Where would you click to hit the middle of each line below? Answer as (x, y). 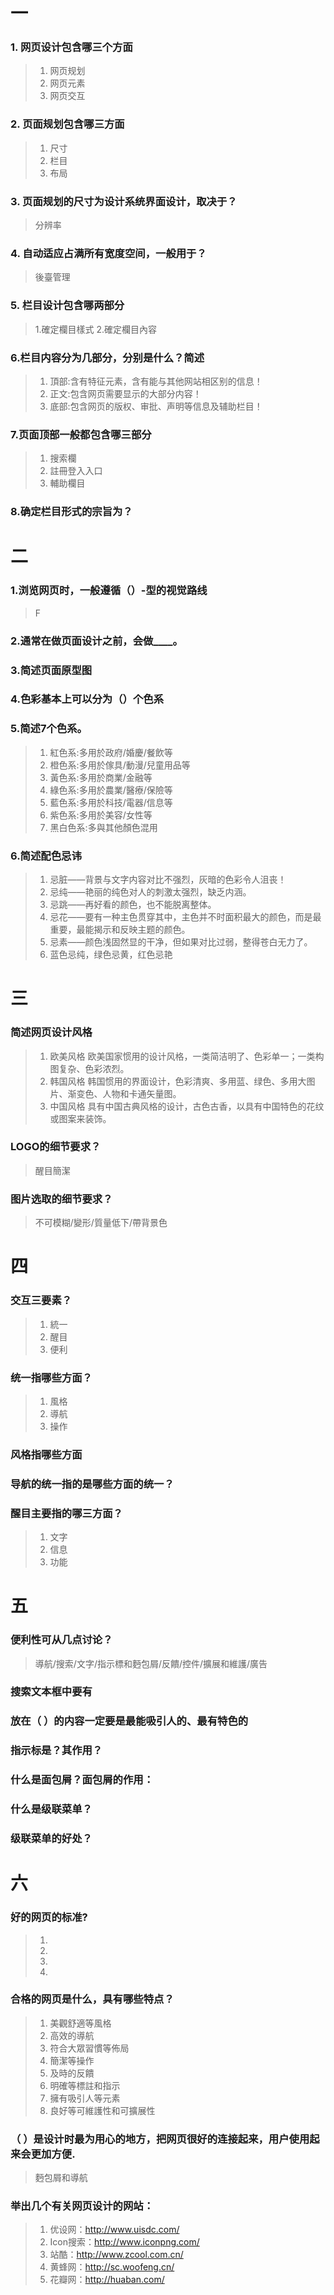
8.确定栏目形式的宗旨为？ (71, 512)
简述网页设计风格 (51, 1032)
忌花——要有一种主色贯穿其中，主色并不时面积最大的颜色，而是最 (185, 917)
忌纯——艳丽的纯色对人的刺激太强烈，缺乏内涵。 (150, 892)
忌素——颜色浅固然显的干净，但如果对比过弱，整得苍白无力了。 (181, 942)
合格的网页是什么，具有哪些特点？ (92, 1999)
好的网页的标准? (49, 1917)
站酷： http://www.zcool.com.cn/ (116, 2255)
